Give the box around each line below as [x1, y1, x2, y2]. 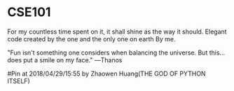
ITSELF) [7, 76, 30, 85]
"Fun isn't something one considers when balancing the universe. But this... [7, 48, 226, 57]
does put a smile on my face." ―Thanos [7, 55, 123, 64]
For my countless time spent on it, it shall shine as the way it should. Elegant [7, 27, 227, 36]
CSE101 [7, 4, 51, 20]
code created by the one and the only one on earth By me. [7, 34, 176, 43]
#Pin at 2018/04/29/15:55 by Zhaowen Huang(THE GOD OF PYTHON [7, 69, 206, 78]
